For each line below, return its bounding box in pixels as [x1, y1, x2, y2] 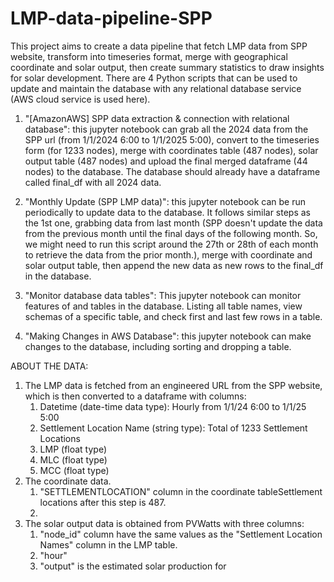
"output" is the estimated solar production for [39, 560, 227, 572]
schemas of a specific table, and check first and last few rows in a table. [24, 310, 323, 322]
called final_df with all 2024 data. [24, 176, 162, 188]
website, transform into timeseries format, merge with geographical [10, 50, 288, 62]
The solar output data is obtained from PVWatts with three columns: [24, 517, 305, 529]
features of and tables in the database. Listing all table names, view [24, 300, 303, 312]
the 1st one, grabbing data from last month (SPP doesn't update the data [24, 217, 323, 229]
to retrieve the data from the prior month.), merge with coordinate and [24, 248, 313, 261]
